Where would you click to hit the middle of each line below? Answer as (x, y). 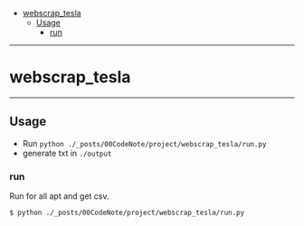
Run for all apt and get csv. (59, 196)
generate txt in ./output (67, 153)
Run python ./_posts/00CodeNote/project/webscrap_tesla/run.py (144, 143)
